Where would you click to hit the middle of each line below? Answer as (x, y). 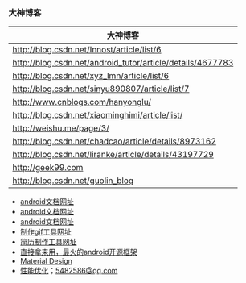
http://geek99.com (48, 168)
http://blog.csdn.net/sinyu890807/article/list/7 (101, 89)
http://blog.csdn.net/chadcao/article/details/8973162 (115, 141)
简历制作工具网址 (48, 242)
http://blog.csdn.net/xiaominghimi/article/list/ (98, 115)
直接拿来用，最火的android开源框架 (78, 252)
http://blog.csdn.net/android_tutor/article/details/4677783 (123, 63)
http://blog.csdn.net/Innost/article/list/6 (87, 50)
